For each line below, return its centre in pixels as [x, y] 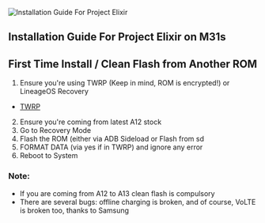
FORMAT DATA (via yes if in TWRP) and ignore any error [111, 147]
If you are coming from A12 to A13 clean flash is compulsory [117, 193]
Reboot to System [49, 156]
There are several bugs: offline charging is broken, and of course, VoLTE [138, 202]
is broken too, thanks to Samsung [74, 210]
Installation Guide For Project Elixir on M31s [117, 37]
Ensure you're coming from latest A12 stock [91, 122]
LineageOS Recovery [54, 92]
